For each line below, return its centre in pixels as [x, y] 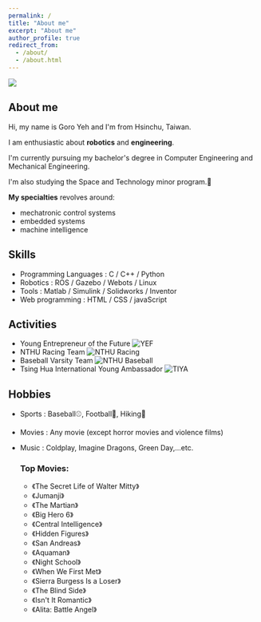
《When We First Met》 [67, 572]
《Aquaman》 [51, 553]
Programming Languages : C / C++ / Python [92, 274]
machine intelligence [54, 229]
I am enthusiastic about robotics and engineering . [91, 142]
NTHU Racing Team [52, 352]
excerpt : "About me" [43, 30]
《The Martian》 [55, 505]
